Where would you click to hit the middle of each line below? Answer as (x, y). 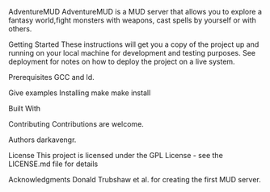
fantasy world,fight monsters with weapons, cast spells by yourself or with (133, 20)
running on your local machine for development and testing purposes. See (132, 53)
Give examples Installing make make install (80, 93)
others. (20, 29)
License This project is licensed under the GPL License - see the (116, 155)
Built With (24, 109)
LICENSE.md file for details (53, 164)
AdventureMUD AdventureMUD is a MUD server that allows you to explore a (135, 12)
